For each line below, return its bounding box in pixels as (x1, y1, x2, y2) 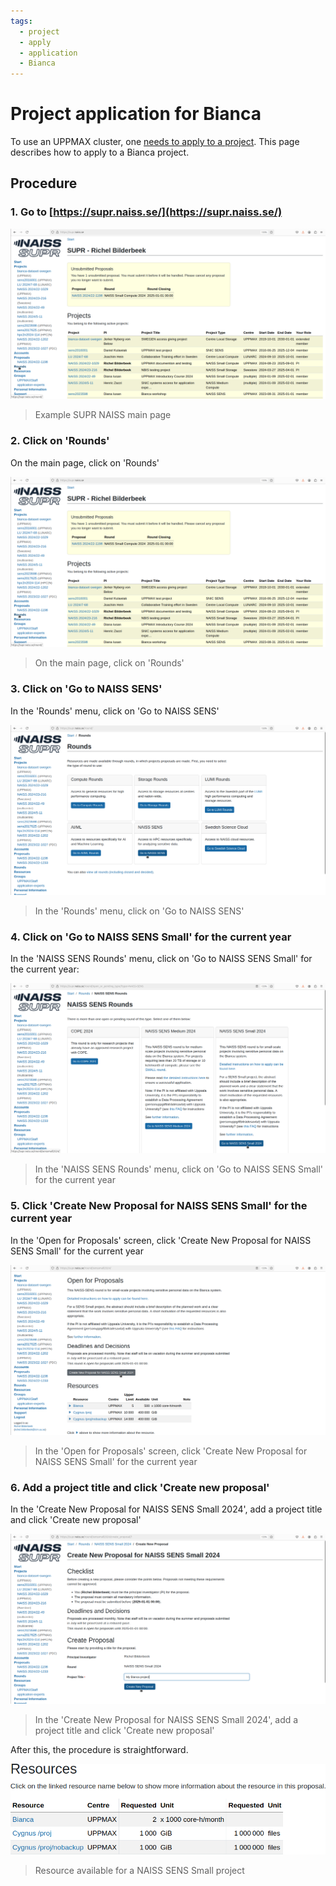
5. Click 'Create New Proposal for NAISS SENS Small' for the (10, 1199, 308, 1213)
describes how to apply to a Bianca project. (10, 146, 190, 159)
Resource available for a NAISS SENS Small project (34, 1865, 245, 1877)
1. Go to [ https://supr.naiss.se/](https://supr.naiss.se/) (10, 205, 283, 219)
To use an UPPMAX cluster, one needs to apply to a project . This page (10, 136, 300, 148)
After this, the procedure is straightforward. (10, 1744, 189, 1756)
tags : (10, 16, 33, 26)
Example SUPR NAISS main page (34, 409, 172, 421)
